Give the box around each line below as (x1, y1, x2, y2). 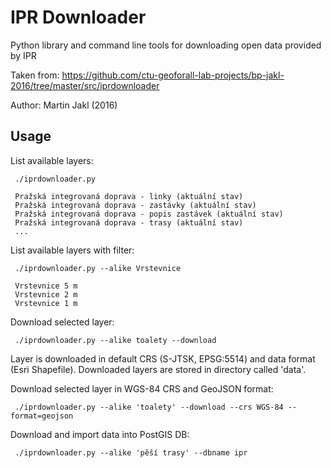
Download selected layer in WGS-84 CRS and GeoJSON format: (10, 382, 274, 395)
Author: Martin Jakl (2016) (10, 99, 118, 111)
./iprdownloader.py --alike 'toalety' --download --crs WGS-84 (14, 402, 284, 412)
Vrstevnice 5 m (14, 281, 78, 291)
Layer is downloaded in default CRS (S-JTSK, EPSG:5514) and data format (10, 352, 316, 365)
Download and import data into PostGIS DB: (10, 428, 190, 440)
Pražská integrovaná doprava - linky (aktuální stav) (14, 191, 244, 201)
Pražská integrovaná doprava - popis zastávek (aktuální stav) (14, 209, 284, 219)
